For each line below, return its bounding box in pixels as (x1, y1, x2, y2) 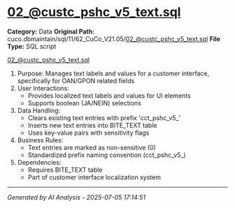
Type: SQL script (7, 42, 57, 50)
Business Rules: (17, 135, 64, 144)
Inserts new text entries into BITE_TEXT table (27, 121, 157, 129)
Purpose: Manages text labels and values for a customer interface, (17, 69, 210, 77)
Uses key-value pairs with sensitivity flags (27, 128, 150, 137)
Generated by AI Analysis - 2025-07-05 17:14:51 (7, 193, 145, 201)
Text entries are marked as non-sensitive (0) (27, 143, 156, 151)
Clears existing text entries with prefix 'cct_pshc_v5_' (27, 113, 181, 122)
